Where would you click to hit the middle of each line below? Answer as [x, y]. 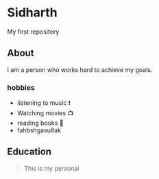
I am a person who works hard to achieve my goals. [80, 69]
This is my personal [51, 168]
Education [29, 152]
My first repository [33, 32]
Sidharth [32, 13]
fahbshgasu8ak [39, 130]
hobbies [21, 87]
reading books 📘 [40, 123]
